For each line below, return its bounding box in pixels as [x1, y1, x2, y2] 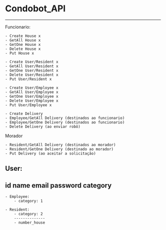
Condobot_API [5, 3, 66, 14]
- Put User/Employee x [5, 102, 52, 108]
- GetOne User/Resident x [5, 68, 58, 73]
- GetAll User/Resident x [5, 64, 58, 69]
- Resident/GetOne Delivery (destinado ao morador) [5, 147, 114, 152]
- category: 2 [14, 212, 43, 217]
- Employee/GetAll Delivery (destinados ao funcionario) [5, 115, 125, 120]
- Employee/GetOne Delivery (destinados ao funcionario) [5, 119, 125, 125]
